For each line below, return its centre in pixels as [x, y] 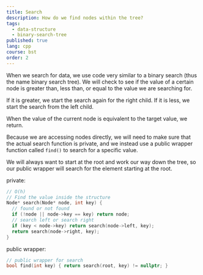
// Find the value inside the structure [59, 197]
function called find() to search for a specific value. [72, 150]
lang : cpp [19, 47]
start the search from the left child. [50, 107]
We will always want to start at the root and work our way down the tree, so [101, 162]
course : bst [21, 52]
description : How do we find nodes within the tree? [75, 18]
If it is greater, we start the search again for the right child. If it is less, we [98, 100]
